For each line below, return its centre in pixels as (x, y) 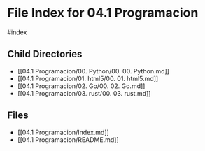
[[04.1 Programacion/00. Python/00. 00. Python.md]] (93, 71)
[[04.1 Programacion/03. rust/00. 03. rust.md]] (84, 93)
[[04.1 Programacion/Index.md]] (63, 132)
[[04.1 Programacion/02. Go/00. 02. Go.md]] (81, 86)
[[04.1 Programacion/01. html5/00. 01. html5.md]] (88, 78)
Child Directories (45, 54)
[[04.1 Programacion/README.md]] (68, 139)
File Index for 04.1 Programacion (103, 13)
